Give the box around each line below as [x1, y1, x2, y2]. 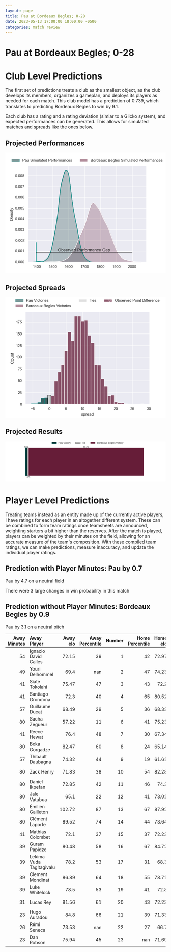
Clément [30, 816, 47, 822]
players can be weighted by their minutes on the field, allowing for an [5, 533, 150, 539]
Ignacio [30, 648, 45, 654]
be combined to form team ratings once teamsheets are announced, [5, 522, 149, 528]
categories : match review [5, 24, 60, 30]
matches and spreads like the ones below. [5, 124, 94, 130]
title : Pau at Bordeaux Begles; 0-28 [5, 13, 85, 19]
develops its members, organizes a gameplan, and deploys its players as [5, 92, 158, 99]
